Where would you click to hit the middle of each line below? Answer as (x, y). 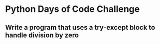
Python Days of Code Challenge (73, 9)
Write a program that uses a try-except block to (80, 27)
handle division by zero (42, 35)
